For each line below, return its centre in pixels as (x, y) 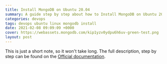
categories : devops (25, 19)
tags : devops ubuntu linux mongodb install (51, 23)
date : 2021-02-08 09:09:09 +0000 (40, 28)
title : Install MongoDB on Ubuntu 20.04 (48, 10)
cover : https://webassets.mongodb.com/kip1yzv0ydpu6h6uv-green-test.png (82, 32)
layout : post (19, 37)
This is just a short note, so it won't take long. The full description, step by (81, 51)
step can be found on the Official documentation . (55, 56)
